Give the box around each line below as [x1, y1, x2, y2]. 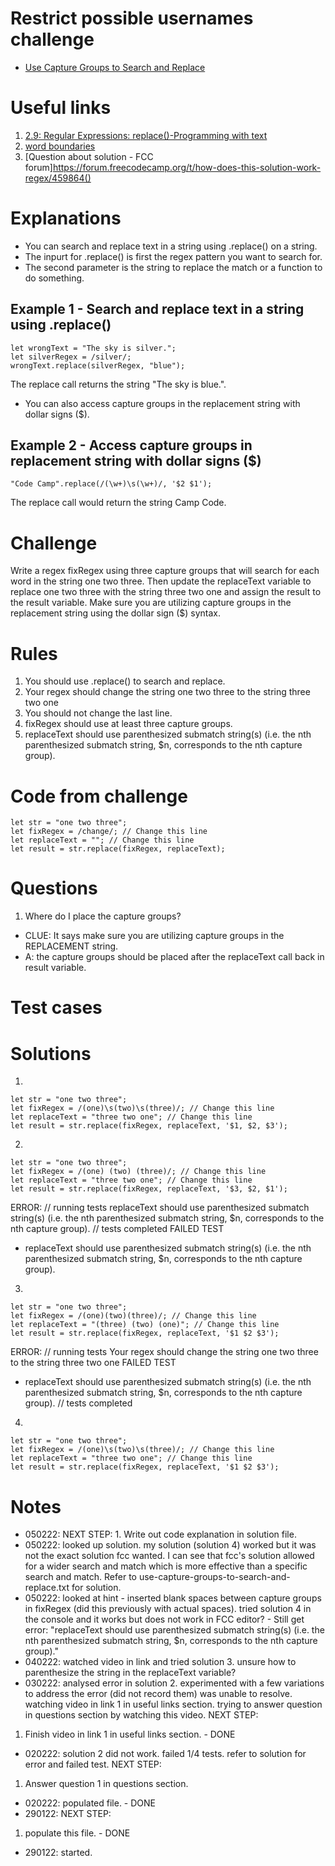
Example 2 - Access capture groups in [10, 437, 253, 454]
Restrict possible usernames [10, 7, 254, 30]
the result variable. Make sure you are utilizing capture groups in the [10, 597, 292, 609]
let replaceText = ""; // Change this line [10, 835, 195, 846]
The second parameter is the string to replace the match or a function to [24, 261, 323, 273]
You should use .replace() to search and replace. [24, 675, 226, 687]
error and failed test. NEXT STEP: [24, 1758, 162, 1771]
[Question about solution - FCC [24, 150, 154, 162]
